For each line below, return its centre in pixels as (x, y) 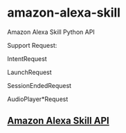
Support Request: (32, 45)
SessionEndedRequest (39, 85)
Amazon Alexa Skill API (58, 121)
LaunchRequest (29, 72)
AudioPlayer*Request (38, 99)
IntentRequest (27, 59)
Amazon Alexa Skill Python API (51, 32)
